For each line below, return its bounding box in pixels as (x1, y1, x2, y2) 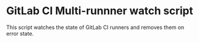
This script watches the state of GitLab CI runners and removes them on (6, 24, 185, 31)
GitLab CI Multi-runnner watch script (6, 4, 194, 18)
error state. (6, 30, 34, 37)
